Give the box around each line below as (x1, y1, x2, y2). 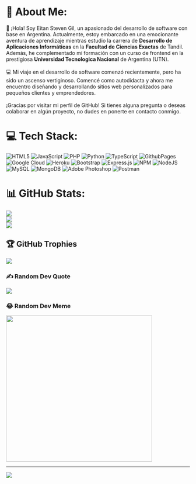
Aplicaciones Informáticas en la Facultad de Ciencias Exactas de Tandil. (6, 43, 184, 50)
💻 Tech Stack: (6, 130, 78, 143)
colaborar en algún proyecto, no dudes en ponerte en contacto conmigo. (6, 108, 181, 115)
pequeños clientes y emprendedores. (6, 89, 96, 96)
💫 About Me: (6, 5, 68, 19)
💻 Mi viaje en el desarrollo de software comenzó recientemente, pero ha (6, 68, 181, 75)
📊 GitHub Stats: (6, 187, 86, 200)
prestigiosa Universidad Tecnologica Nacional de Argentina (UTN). (6, 56, 169, 63)
